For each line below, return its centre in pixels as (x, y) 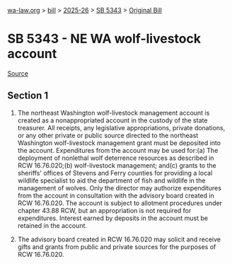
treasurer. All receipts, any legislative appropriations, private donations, (121, 127)
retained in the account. (52, 225)
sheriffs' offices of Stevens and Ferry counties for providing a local (115, 173)
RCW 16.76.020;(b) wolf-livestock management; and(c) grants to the (117, 165)
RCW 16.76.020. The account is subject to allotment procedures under (120, 203)
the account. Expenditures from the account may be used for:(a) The (118, 150)
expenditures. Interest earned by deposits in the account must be (113, 218)
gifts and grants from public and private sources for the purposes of (117, 246)
